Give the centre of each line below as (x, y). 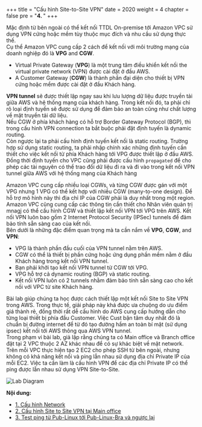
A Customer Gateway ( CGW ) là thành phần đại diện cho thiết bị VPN (100, 78)
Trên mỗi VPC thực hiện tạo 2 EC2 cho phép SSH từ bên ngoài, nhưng (93, 350)
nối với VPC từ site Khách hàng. (54, 287)
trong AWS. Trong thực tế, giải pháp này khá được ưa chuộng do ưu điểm (97, 305)
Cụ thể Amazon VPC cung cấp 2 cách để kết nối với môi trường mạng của (98, 47)
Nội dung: (19, 393)
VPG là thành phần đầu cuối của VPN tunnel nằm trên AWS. (89, 248)
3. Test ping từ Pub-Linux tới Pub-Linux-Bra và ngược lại (85, 417)
